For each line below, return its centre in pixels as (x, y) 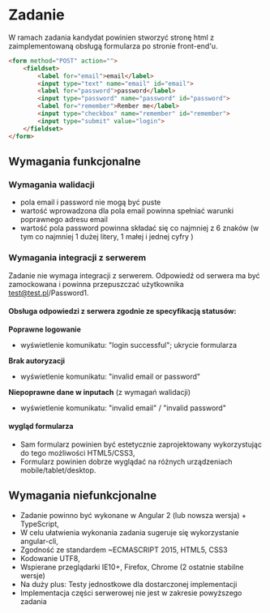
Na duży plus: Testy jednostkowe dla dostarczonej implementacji (129, 584)
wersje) (33, 575)
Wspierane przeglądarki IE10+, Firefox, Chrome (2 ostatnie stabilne (132, 567)
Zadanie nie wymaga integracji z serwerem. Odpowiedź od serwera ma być (135, 275)
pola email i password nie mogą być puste (90, 202)
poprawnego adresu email (64, 220)
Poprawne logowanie (45, 329)
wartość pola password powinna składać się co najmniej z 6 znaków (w (139, 228)
